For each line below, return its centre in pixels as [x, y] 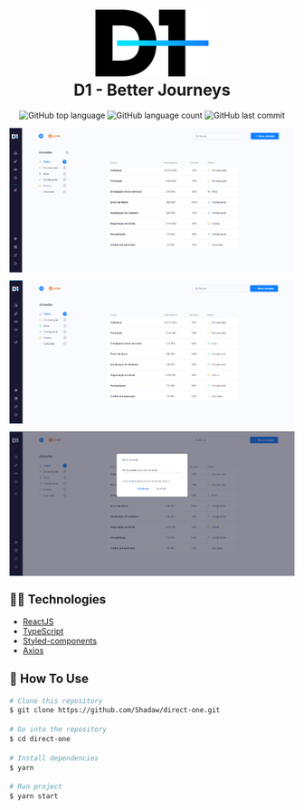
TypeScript [43, 631]
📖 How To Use [49, 679]
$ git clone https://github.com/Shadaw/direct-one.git [115, 710]
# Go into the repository [58, 729]
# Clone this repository [56, 701]
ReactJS [38, 622]
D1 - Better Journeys [152, 90]
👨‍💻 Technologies [58, 599]
